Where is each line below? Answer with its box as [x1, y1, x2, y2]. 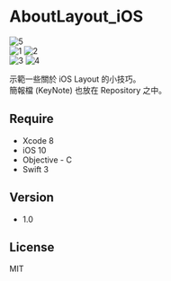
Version [9, 190, 54, 206]
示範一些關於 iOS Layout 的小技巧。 [9, 74, 141, 84]
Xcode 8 [22, 135, 54, 145]
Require [9, 111, 54, 127]
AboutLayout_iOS [9, 6, 144, 27]
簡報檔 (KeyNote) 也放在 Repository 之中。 [9, 84, 167, 95]
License [9, 240, 55, 255]
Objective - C [22, 154, 72, 165]
